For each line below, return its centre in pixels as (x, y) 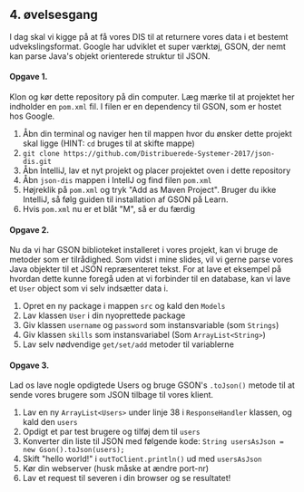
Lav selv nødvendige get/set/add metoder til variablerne (128, 344)
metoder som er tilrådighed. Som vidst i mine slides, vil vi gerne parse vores (151, 260)
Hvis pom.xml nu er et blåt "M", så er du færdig (109, 209)
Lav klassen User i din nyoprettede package (104, 315)
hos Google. (32, 116)
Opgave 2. (29, 229)
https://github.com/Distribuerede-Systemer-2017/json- (169, 154)
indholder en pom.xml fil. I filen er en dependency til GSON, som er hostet (146, 107)
